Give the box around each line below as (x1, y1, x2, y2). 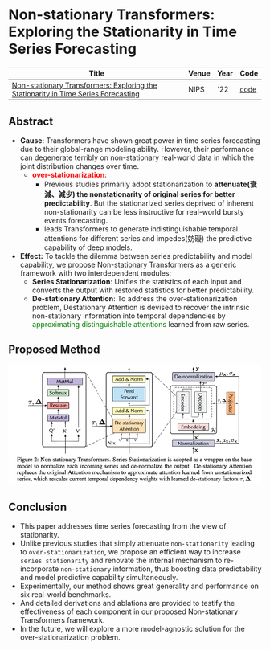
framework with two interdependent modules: (19, 268, 172, 278)
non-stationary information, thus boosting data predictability (59, 564, 262, 574)
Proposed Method (8, 343, 100, 357)
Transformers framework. (19, 615, 105, 625)
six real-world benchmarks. (19, 590, 112, 599)
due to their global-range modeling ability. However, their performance (19, 145, 255, 153)
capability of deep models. (43, 243, 133, 252)
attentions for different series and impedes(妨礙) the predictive (43, 234, 252, 243)
